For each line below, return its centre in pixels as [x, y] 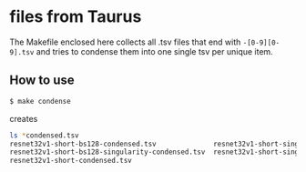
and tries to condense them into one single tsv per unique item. [154, 51]
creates [24, 118]
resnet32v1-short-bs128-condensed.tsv [83, 144]
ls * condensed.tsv [44, 135]
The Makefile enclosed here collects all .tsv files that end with [125, 42]
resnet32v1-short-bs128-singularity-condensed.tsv [107, 152]
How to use [42, 81]
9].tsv [22, 52]
